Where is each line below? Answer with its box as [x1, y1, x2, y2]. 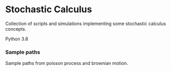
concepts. [5, 26, 27, 32]
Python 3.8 [5, 36, 29, 42]
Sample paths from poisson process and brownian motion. [5, 60, 129, 66]
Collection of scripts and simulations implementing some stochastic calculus [5, 20, 166, 27]
